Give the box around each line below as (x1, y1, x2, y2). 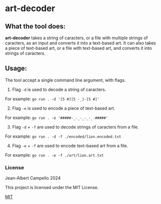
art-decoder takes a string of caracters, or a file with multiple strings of (5, 35, 148, 41)
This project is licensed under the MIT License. (5, 185, 99, 190)
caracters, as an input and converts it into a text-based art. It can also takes (5, 40, 156, 46)
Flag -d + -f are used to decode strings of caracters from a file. (12, 124, 139, 130)
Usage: (5, 64, 28, 73)
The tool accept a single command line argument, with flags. (5, 77, 126, 83)
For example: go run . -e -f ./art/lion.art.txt (5, 152, 104, 158)
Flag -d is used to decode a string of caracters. (12, 87, 107, 92)
